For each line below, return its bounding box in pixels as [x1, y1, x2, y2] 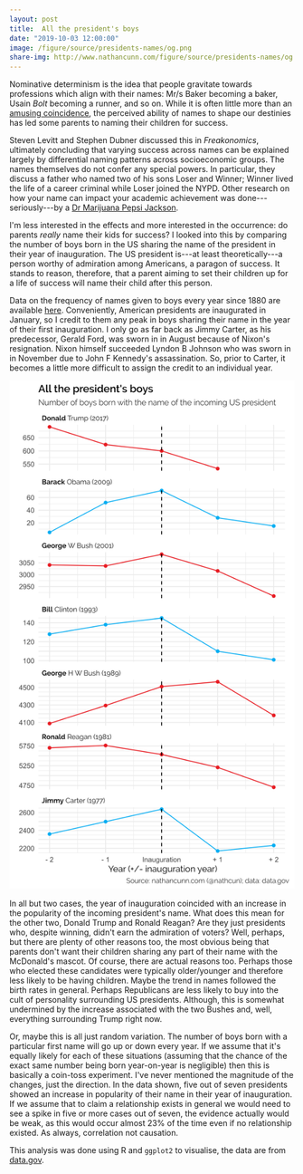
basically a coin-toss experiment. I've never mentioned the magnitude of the [9, 1069, 294, 1080]
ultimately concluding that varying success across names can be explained [9, 145, 289, 156]
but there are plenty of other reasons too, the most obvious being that [9, 936, 270, 947]
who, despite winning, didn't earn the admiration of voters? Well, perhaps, [9, 927, 285, 938]
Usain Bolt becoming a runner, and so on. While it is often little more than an [9, 98, 292, 109]
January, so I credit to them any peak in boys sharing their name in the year [9, 314, 291, 325]
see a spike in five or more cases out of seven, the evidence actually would [9, 1108, 289, 1119]
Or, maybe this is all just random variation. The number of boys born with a [9, 1031, 288, 1042]
